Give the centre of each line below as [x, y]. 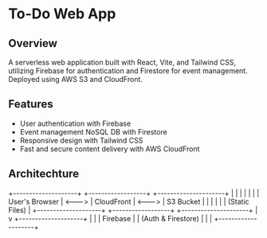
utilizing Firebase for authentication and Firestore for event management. [128, 71]
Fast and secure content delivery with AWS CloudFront [110, 149]
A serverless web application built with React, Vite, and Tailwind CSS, [122, 62]
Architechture [44, 174]
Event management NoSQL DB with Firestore [93, 131]
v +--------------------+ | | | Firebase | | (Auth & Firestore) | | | [110, 218]
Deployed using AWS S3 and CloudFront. [76, 79]
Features [31, 104]
